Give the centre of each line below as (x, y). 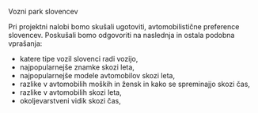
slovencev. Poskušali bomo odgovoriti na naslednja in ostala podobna (121, 35)
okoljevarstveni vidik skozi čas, (70, 101)
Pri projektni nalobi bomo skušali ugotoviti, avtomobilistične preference (124, 26)
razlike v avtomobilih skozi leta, (71, 92)
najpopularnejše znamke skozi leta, (77, 67)
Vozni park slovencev (43, 11)
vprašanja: (25, 43)
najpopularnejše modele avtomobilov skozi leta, (97, 75)
